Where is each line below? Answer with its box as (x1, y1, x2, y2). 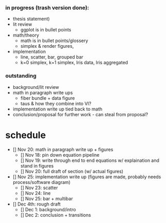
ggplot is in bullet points (20, 27, 71, 33)
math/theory (12, 32, 40, 39)
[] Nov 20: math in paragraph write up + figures (12, 146, 114, 153)
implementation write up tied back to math (12, 106, 103, 112)
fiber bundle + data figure (20, 95, 76, 101)
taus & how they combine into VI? (20, 100, 91, 106)
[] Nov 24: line (20, 190, 51, 196)
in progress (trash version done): (5, 4, 89, 11)
